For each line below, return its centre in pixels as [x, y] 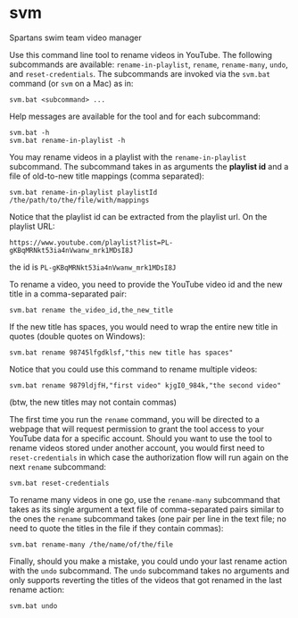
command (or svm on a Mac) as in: [71, 83]
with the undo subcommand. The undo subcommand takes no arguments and [149, 571]
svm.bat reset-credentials [59, 483]
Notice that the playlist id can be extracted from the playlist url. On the [138, 216]
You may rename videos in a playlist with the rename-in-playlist [128, 157]
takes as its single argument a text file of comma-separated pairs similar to [146, 509]
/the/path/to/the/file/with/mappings [79, 200]
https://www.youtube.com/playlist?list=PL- [91, 242]
